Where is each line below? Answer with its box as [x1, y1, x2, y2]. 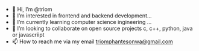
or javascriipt [11, 31, 45, 38]
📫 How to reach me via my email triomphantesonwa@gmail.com [11, 38, 173, 45]
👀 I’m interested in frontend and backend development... [11, 12, 152, 19]
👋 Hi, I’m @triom [11, 6, 52, 13]
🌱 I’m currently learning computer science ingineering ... [11, 19, 152, 25]
